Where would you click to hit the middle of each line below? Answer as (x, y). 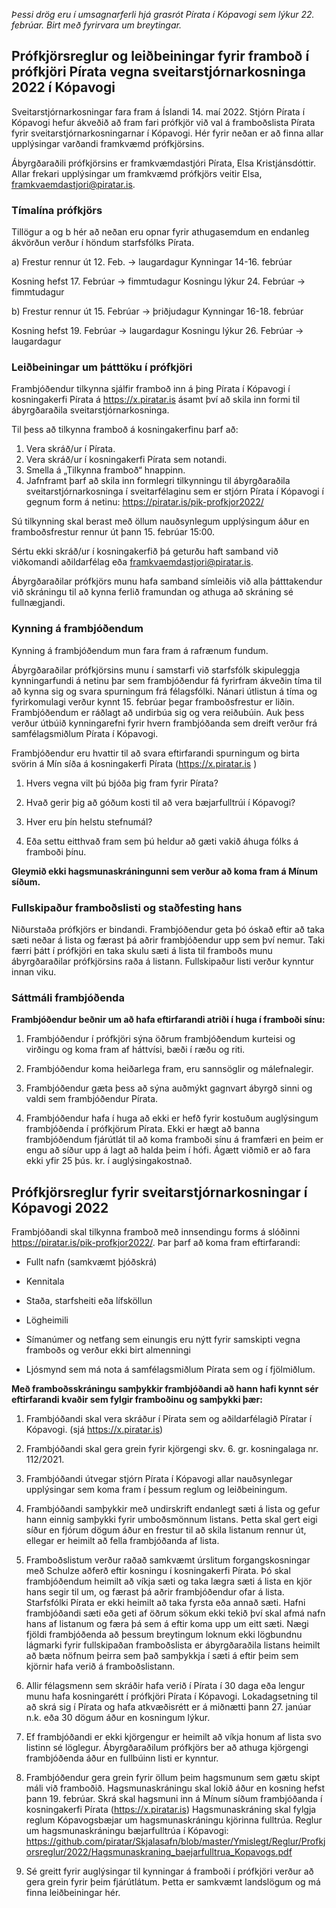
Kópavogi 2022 (60, 1207)
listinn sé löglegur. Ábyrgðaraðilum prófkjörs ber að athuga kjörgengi (167, 1748)
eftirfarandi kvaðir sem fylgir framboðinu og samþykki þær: (137, 1400)
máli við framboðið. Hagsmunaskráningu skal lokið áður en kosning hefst (175, 1788)
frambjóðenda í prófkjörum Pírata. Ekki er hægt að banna (143, 1129)
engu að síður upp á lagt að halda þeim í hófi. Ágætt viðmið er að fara (168, 1150)
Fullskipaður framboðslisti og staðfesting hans (127, 907)
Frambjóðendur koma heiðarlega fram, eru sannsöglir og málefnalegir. (169, 1069)
